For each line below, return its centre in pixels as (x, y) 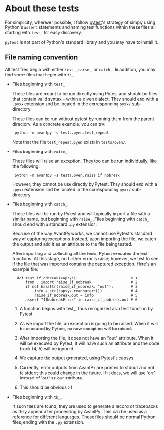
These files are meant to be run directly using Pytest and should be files (85, 93)
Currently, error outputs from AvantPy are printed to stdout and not (87, 367)
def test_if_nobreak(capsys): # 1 (77, 278)
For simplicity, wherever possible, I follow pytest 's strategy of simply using (80, 22)
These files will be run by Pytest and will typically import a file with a (81, 213)
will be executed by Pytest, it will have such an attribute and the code (89, 343)
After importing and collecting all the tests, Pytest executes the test (80, 253)
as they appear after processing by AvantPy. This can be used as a (80, 411)
